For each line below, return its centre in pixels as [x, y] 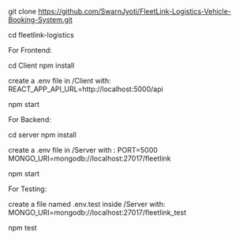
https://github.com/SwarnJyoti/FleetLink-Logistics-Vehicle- [134, 11]
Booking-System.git [41, 20]
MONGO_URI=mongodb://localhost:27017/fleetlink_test [97, 212]
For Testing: [28, 189]
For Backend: [30, 120]
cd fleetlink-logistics [41, 35]
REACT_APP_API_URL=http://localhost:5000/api [86, 89]
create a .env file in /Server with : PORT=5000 [83, 150]
